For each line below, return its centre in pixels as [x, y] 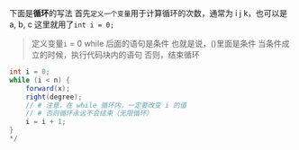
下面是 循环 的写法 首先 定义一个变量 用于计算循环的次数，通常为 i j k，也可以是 [149, 13]
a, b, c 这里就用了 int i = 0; [62, 24]
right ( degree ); [54, 97]
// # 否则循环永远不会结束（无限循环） [89, 114]
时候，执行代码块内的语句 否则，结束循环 [123, 55]
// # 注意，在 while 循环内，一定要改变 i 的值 [106, 105]
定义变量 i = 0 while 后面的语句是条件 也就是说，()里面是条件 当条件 [156, 44]
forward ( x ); [48, 88]
